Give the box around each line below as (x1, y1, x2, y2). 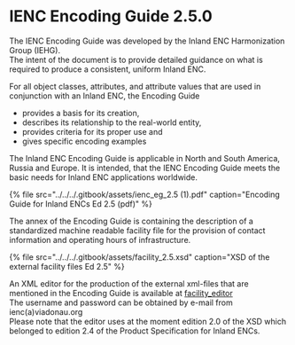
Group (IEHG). (9, 44, 60, 55)
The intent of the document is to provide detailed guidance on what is (9, 54, 263, 65)
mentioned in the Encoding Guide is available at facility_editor (9, 287, 233, 298)
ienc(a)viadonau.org (9, 306, 83, 317)
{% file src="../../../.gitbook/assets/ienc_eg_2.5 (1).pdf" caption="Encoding (9, 189, 281, 200)
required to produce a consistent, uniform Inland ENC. (9, 64, 206, 74)
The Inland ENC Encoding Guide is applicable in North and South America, (9, 153, 281, 163)
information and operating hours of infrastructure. (9, 234, 191, 245)
